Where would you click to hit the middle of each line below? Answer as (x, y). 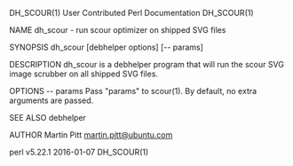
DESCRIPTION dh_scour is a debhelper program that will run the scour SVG (146, 64)
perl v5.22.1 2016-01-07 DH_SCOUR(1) (79, 152)
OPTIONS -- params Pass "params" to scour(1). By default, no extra (133, 91)
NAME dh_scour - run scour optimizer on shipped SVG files (118, 30)
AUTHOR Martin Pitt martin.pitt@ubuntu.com (91, 135)
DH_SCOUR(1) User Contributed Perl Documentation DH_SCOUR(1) (132, 13)
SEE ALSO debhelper (48, 118)
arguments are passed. (51, 100)
